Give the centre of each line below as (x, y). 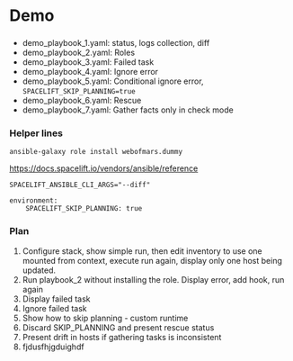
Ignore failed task (54, 308)
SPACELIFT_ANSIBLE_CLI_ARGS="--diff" (80, 185)
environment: (34, 201)
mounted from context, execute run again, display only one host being (152, 260)
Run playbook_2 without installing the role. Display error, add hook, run (153, 279)
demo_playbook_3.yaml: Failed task (88, 62)
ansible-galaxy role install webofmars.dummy (96, 152)
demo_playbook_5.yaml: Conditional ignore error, (113, 81)
